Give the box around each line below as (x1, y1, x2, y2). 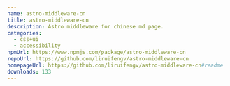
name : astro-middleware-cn (7, 10, 86, 17)
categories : (7, 29, 42, 37)
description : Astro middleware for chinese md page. (7, 23, 164, 30)
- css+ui (13, 36, 39, 43)
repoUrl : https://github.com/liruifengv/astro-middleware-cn (7, 55, 189, 62)
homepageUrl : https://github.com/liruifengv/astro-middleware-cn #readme (7, 62, 224, 69)
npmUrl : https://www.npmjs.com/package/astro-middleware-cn (7, 49, 187, 56)
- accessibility (13, 42, 61, 49)
